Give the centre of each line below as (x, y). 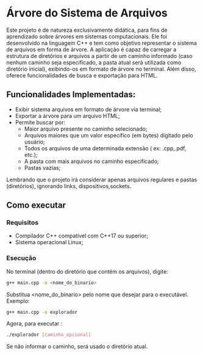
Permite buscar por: (40, 122)
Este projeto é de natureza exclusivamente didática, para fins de (87, 30)
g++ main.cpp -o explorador (42, 312)
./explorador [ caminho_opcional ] (49, 335)
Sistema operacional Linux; (49, 242)
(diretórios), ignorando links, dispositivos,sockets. (69, 186)
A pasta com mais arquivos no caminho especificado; (92, 161)
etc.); (31, 154)
